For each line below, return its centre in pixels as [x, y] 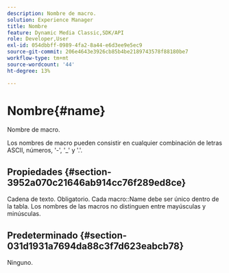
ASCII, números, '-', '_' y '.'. [45, 150]
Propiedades [35, 172]
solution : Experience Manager [50, 20]
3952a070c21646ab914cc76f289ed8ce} [97, 182]
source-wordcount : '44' [41, 64]
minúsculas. [24, 214]
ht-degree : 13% [29, 71]
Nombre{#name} [57, 111]
